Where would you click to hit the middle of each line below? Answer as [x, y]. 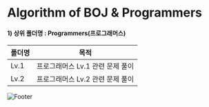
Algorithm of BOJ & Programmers [104, 13]
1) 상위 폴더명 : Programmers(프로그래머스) [67, 33]
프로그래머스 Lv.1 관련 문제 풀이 [86, 66]
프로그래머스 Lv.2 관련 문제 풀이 [86, 79]
